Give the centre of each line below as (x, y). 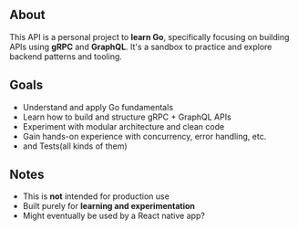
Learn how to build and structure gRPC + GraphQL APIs (127, 117)
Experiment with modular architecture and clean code (123, 126)
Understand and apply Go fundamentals (98, 107)
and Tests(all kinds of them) (75, 146)
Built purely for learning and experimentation (109, 206)
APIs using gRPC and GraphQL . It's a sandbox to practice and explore (141, 47)
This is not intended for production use (96, 196)
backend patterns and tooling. (66, 56)
